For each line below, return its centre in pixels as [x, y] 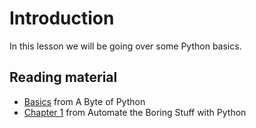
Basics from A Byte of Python [84, 101]
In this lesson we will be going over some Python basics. [125, 46]
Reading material [63, 77]
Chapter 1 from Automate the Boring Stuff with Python [135, 112]
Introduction [62, 18]
